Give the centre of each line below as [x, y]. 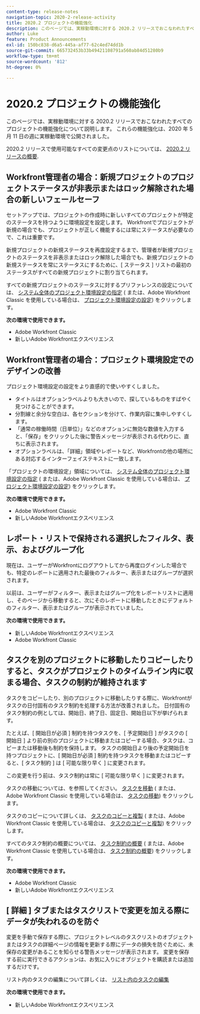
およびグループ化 [53, 550]
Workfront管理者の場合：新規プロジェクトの [88, 177]
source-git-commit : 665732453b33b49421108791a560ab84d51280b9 [85, 51]
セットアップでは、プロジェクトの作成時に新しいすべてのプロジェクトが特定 [100, 215]
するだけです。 [24, 967]
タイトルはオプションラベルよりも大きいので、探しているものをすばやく [103, 399]
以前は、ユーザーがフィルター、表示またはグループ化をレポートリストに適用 [100, 593]
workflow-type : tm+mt [33, 56]
